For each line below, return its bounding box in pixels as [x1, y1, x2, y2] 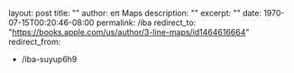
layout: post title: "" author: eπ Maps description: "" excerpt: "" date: [8, 8, 262, 18]
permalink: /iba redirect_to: [96, 17, 197, 28]
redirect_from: [8, 36, 61, 47]
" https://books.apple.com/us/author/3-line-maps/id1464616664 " [8, 27, 250, 37]
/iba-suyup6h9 [21, 54, 78, 64]
